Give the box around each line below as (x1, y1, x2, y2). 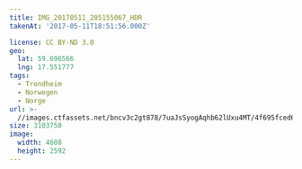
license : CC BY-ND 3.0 (9, 38, 94, 47)
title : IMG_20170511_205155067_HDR (9, 13, 143, 22)
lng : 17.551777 (17, 63, 75, 72)
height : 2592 (17, 147, 67, 156)
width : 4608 (17, 138, 63, 147)
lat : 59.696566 (17, 55, 75, 64)
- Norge (17, 96, 47, 105)
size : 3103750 (9, 121, 63, 130)
